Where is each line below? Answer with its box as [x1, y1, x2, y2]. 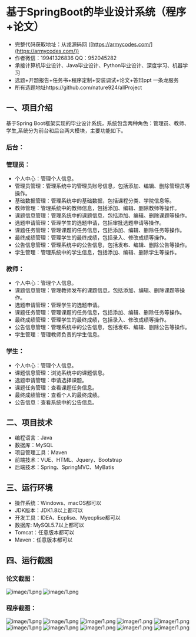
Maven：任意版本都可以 [14, 536, 73, 543]
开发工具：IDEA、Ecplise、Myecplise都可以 [14, 514, 121, 521]
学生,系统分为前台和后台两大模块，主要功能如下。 [6, 127, 127, 134]
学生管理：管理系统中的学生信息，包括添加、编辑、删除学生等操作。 [14, 248, 180, 255]
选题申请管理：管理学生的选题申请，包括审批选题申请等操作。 [14, 219, 165, 226]
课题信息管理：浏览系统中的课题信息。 [14, 369, 108, 376]
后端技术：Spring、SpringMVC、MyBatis [14, 464, 115, 471]
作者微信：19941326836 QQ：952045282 [14, 54, 117, 61]
